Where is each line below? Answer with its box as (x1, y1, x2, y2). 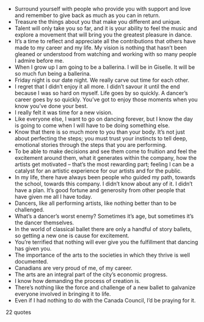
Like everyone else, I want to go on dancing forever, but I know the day (14, 115, 193, 123)
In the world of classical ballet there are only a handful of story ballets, (14, 226, 192, 232)
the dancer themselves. (14, 219, 75, 226)
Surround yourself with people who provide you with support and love (14, 5, 191, 12)
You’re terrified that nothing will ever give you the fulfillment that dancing (14, 238, 199, 246)
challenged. (14, 206, 45, 213)
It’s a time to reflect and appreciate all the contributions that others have (14, 38, 196, 45)
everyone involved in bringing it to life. (14, 290, 111, 298)
